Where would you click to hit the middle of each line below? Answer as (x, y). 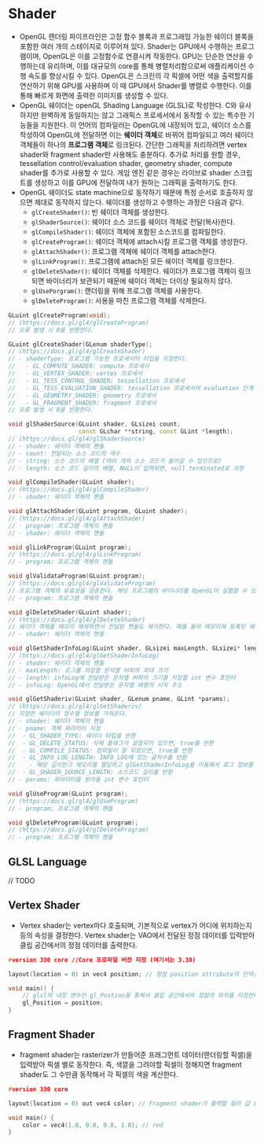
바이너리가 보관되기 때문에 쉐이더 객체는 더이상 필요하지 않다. (139, 281)
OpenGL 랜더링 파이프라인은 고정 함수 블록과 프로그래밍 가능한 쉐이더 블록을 (136, 36)
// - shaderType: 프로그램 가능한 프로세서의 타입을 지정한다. (98, 359)
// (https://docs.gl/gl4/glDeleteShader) (77, 619)
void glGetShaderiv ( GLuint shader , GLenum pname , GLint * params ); (119, 699)
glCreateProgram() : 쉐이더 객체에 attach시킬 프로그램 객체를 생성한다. (139, 242)
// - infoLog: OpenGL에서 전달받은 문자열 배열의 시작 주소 (95, 685)
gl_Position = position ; (63, 1003)
